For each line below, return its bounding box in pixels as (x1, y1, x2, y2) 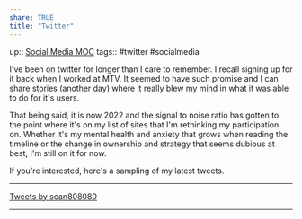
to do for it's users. (9, 92, 80, 103)
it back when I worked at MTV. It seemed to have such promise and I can (9, 73, 279, 83)
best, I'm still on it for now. (9, 147, 107, 158)
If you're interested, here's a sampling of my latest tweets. (9, 165, 225, 176)
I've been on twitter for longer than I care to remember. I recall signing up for (9, 64, 293, 74)
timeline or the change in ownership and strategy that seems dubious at (9, 138, 276, 149)
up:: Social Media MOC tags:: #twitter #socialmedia (9, 46, 200, 57)
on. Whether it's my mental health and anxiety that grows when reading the (9, 128, 289, 139)
